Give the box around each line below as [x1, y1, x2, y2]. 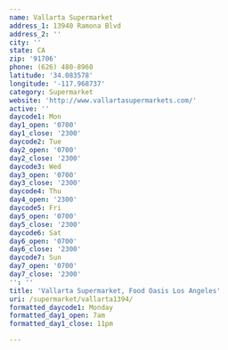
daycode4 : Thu [9, 187, 62, 196]
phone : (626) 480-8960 [9, 63, 94, 72]
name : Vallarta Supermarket [9, 12, 114, 22]
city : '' [9, 37, 42, 47]
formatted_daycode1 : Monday [9, 303, 114, 312]
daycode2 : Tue [9, 137, 62, 146]
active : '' [9, 104, 50, 113]
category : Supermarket [9, 87, 94, 96]
